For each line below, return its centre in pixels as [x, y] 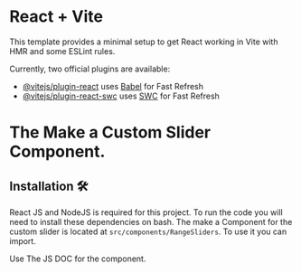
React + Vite [56, 17]
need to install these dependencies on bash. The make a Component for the [151, 221]
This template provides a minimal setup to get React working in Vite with [144, 42]
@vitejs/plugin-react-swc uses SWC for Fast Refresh [121, 96]
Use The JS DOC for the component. [78, 259]
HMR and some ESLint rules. [62, 51]
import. [23, 240]
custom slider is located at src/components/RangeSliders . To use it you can [148, 231]
